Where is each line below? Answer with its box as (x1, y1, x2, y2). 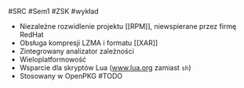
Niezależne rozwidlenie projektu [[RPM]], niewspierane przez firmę (19, 22, 237, 30)
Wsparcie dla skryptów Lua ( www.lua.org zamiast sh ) (19, 63, 191, 72)
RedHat (19, 30, 45, 39)
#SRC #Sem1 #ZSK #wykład (8, 7, 100, 16)
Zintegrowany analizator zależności (19, 47, 135, 55)
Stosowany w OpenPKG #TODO (19, 72, 123, 80)
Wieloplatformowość (19, 55, 87, 64)
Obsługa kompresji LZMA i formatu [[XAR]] (19, 38, 158, 48)
